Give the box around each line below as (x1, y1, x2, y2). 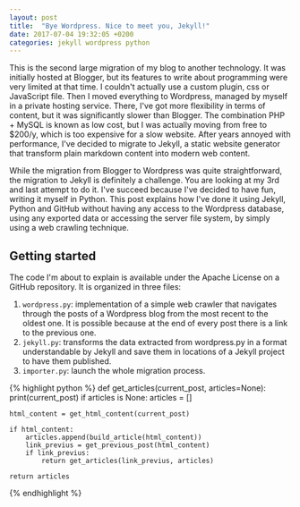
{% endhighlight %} (9, 488, 82, 499)
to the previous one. (21, 327, 97, 338)
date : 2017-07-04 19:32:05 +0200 (9, 30, 134, 38)
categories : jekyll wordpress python (9, 38, 150, 47)
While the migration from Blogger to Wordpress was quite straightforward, (9, 165, 283, 176)
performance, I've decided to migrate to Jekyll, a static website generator (9, 139, 280, 149)
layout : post (9, 13, 58, 22)
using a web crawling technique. (9, 223, 130, 233)
